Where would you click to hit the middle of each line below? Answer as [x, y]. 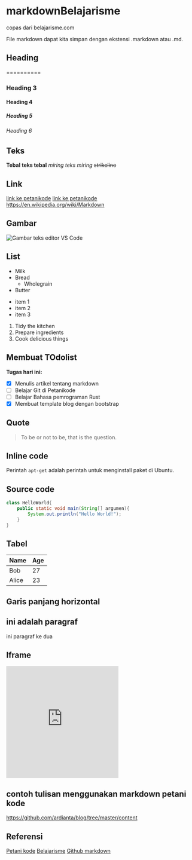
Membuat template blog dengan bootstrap [67, 403]
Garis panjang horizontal [53, 602]
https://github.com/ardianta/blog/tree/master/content [72, 818]
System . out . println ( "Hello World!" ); [74, 514]
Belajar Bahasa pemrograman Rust [57, 397]
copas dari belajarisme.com [40, 27]
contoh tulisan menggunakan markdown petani [96, 794]
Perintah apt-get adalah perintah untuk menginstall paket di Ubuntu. [90, 470]
